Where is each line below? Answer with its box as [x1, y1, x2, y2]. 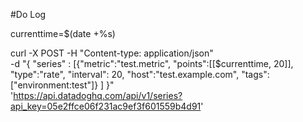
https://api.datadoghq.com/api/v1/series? [13, 90, 183, 101]
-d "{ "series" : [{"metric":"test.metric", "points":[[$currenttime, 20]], [10, 58, 294, 69]
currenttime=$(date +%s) [10, 28, 116, 39]
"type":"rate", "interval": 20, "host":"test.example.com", [10, 69, 240, 80]
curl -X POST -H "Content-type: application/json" [10, 47, 214, 59]
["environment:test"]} [10, 79, 99, 91]
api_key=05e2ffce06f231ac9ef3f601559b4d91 [10, 100, 202, 112]
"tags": [241, 69, 270, 80]
